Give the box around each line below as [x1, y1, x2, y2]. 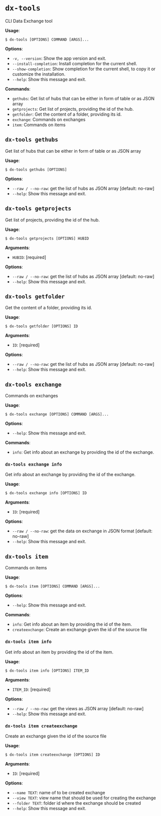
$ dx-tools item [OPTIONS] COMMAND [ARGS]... [5, 584, 100, 589]
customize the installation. [12, 71, 65, 77]
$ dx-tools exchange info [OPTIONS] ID [5, 491, 87, 496]
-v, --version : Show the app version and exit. [12, 55, 107, 61]
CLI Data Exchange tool [5, 18, 53, 24]
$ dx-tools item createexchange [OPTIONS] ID [5, 752, 100, 757]
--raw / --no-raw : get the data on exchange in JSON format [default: [12, 528, 153, 534]
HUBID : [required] [12, 254, 46, 260]
